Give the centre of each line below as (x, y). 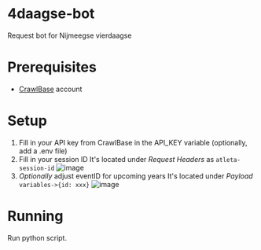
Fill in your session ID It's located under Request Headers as (116, 159)
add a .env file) (43, 151)
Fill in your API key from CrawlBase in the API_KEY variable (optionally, (133, 142)
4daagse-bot (51, 14)
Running (35, 216)
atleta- (228, 160)
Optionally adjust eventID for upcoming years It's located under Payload (136, 176)
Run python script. (37, 237)
